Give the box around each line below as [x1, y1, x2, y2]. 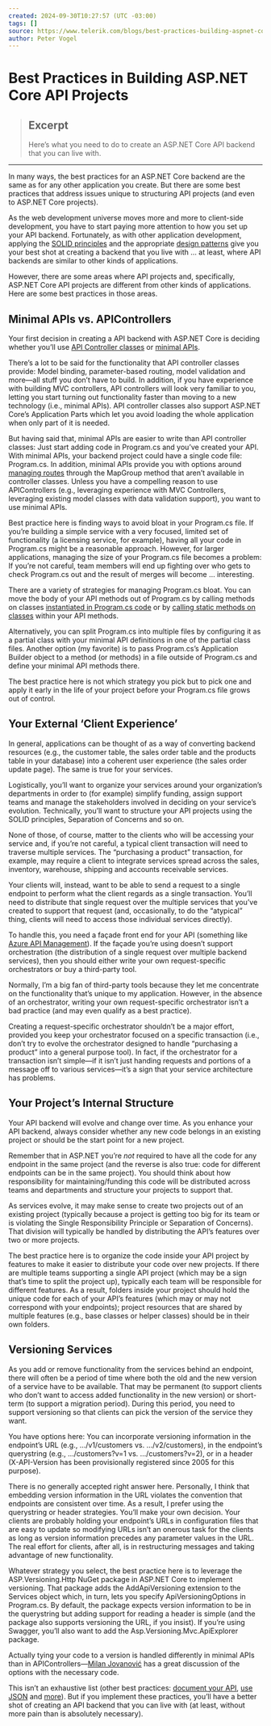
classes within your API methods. [8, 611, 119, 621]
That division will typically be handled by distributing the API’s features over [8, 1226, 261, 1236]
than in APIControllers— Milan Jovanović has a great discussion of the [8, 1658, 240, 1669]
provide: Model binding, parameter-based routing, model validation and [8, 367, 246, 377]
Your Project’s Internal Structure [8, 1097, 174, 1110]
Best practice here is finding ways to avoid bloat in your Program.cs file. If [8, 518, 254, 528]
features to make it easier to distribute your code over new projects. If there [8, 1259, 260, 1269]
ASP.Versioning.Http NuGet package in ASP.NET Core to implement [8, 1574, 233, 1584]
